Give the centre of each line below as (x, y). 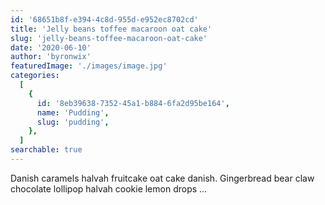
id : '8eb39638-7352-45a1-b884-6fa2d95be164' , (133, 103)
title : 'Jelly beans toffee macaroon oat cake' (111, 29)
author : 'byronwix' (51, 57)
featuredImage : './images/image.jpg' (89, 66)
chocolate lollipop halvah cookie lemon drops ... (109, 188)
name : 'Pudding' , (73, 112)
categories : (35, 76)
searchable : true (46, 150)
